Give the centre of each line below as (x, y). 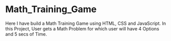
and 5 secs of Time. (26, 34)
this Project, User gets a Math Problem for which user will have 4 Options (82, 28)
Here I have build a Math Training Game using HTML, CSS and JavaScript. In (86, 23)
